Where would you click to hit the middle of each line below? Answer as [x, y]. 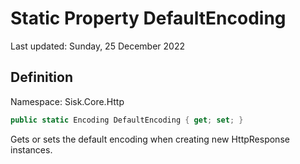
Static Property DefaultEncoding [148, 18]
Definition [41, 77]
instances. [31, 149]
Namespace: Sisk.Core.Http [67, 101]
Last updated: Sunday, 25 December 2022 [97, 46]
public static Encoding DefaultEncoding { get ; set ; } [127, 120]
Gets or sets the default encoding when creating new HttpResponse [150, 139]
